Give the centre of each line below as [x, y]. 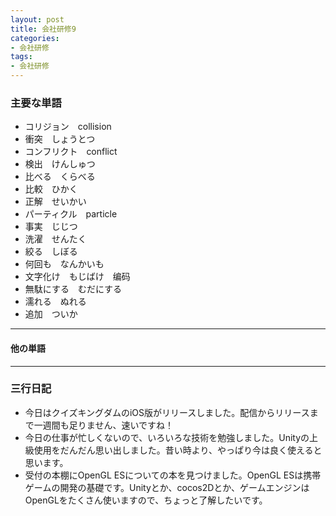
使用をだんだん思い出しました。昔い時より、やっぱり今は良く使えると [178, 450]
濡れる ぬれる [55, 302]
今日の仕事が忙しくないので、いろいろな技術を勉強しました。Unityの [167, 437]
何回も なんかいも [64, 264]
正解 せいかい [55, 202]
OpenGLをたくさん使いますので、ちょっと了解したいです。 [146, 500]
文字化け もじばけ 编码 [77, 277]
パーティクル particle [71, 214]
